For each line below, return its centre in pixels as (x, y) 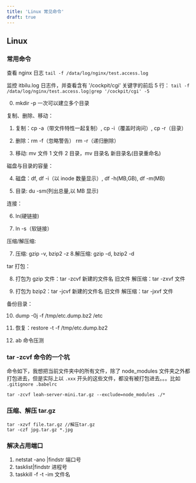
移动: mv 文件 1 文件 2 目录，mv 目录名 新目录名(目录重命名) (88, 154)
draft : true (21, 17)
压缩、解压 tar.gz (31, 411)
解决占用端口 (25, 445)
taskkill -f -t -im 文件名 (43, 474)
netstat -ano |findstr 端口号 (48, 460)
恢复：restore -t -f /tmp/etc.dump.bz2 (61, 328)
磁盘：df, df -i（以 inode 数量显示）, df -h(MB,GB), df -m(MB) (90, 178)
